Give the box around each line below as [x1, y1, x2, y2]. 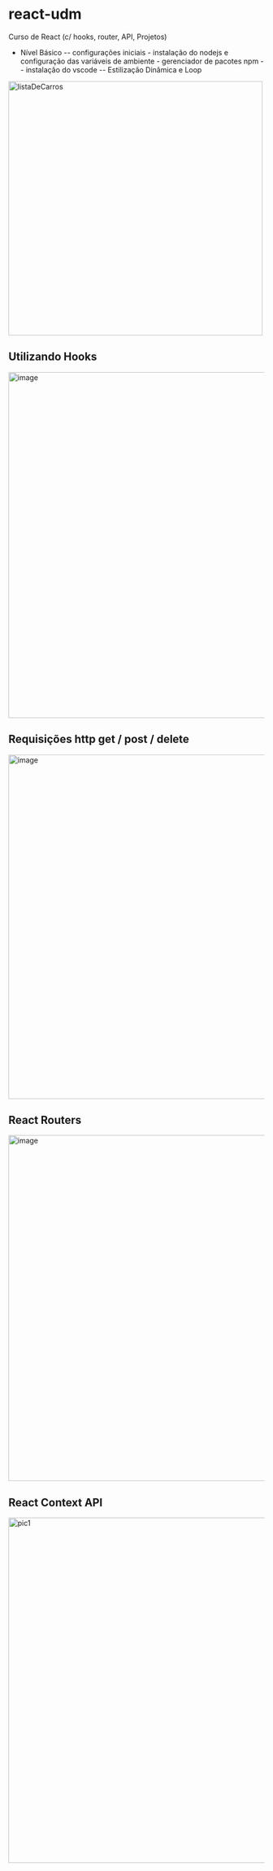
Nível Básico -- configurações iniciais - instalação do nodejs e [19, 47, 229, 57]
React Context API [8, 1495, 103, 1510]
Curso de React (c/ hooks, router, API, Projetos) [8, 32, 167, 42]
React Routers [8, 1113, 82, 1127]
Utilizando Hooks [8, 350, 97, 364]
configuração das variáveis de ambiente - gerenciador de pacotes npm [19, 56, 259, 66]
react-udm [8, 5, 82, 24]
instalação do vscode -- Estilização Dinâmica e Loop [25, 64, 202, 74]
